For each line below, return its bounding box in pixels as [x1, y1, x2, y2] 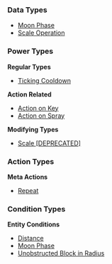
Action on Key [17, 104, 59, 112]
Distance [17, 234, 44, 243]
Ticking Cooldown [17, 76, 71, 84]
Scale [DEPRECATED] [17, 138, 82, 147]
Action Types [7, 156, 55, 166]
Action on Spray [17, 111, 65, 120]
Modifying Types [7, 125, 59, 133]
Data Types [7, 5, 47, 15]
